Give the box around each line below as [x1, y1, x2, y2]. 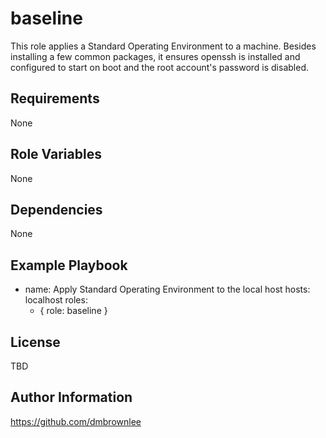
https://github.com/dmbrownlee [10, 415, 142, 427]
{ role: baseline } [39, 305, 108, 317]
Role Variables [10, 146, 102, 163]
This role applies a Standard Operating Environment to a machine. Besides [10, 40, 317, 52]
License [10, 333, 61, 351]
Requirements [10, 90, 100, 107]
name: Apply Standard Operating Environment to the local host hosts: [24, 283, 311, 296]
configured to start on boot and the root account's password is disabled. [10, 61, 309, 73]
